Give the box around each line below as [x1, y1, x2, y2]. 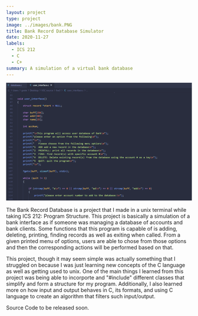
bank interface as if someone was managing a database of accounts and [6, 218, 183, 226]
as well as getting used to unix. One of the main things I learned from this [6, 268, 184, 275]
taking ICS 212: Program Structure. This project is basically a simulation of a [6, 212, 190, 219]
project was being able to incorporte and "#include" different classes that [6, 274, 184, 281]
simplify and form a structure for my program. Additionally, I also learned [6, 280, 183, 287]
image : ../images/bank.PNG [6, 22, 72, 28]
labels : [6, 41, 25, 46]
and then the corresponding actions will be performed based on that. [6, 244, 174, 251]
